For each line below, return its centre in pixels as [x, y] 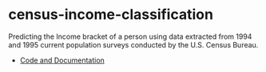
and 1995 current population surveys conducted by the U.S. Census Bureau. [133, 44]
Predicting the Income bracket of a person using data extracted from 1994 [130, 36]
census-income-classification [111, 15]
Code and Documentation [62, 60]
